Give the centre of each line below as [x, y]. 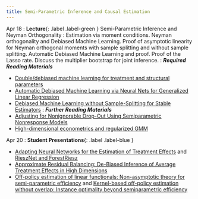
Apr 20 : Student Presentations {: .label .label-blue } [70, 140]
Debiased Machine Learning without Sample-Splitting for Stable [93, 103]
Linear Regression [37, 97]
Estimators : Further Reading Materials [63, 109]
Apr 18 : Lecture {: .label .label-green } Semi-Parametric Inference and [92, 29]
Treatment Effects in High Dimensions [61, 170]
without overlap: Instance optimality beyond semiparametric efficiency [101, 189]
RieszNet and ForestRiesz [46, 157]
